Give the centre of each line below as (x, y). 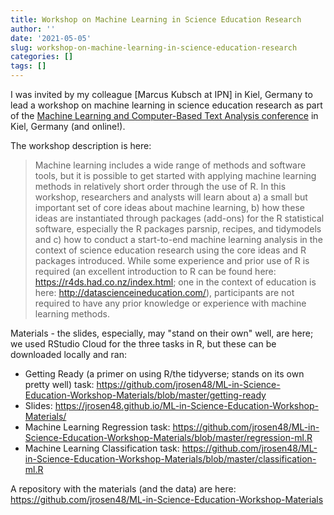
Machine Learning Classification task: (102, 448)
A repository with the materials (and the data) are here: (123, 489)
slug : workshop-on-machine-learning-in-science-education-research (154, 47)
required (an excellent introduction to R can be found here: (155, 271)
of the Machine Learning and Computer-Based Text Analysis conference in (164, 115)
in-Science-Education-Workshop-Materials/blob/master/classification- (170, 459)
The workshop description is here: (81, 145)
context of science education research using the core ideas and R (170, 250)
